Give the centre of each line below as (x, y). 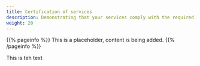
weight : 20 (20, 23)
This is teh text (25, 58)
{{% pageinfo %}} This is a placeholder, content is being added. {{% (91, 40)
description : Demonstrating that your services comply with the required (100, 17)
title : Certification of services (49, 12)
